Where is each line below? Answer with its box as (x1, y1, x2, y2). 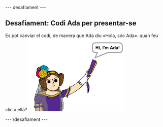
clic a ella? (5, 106, 27, 112)
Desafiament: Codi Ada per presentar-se (5, 19, 137, 27)
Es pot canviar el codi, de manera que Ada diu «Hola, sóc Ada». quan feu (5, 33, 158, 39)
